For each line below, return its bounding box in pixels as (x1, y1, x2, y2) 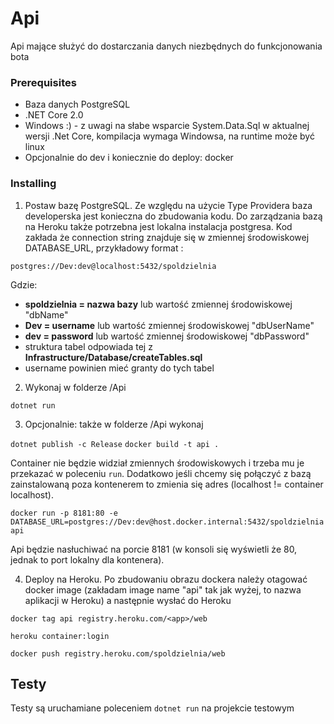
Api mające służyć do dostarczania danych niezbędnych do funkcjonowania (10, 40, 323, 52)
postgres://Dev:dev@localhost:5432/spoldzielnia (10, 261, 217, 271)
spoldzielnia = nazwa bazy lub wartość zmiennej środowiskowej (24, 298, 293, 310)
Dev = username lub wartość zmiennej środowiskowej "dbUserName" (24, 319, 315, 331)
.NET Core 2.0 (24, 109, 84, 121)
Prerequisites (10, 75, 77, 89)
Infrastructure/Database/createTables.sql (24, 351, 203, 363)
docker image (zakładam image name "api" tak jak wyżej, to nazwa (24, 583, 302, 596)
